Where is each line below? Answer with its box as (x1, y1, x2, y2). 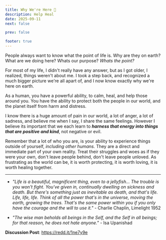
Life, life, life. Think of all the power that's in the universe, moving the (12, 194, 153, 200)
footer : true (5, 39, 32, 44)
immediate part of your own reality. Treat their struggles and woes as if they (5, 149, 160, 154)
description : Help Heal (5, 12, 54, 17)
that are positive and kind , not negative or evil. (5, 129, 102, 134)
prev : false (5, 30, 30, 35)
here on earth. (5, 83, 34, 89)
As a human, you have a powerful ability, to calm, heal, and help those (5, 93, 148, 98)
